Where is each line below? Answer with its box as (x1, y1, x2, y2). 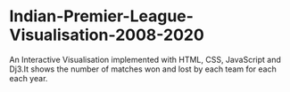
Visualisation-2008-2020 (9, 25, 205, 45)
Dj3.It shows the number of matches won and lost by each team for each (9, 64, 277, 74)
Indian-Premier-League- (9, 6, 195, 27)
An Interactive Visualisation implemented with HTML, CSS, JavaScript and (9, 54, 281, 65)
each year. (9, 73, 48, 83)
